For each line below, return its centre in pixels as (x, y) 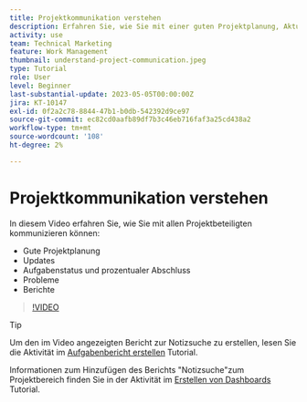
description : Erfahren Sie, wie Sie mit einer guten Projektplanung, (145, 26)
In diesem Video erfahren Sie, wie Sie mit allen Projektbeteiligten (131, 223)
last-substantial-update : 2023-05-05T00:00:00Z (102, 94)
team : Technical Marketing (61, 43)
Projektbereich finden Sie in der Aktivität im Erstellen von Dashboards (140, 379)
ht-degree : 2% (37, 145)
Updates (39, 260)
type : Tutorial (38, 69)
